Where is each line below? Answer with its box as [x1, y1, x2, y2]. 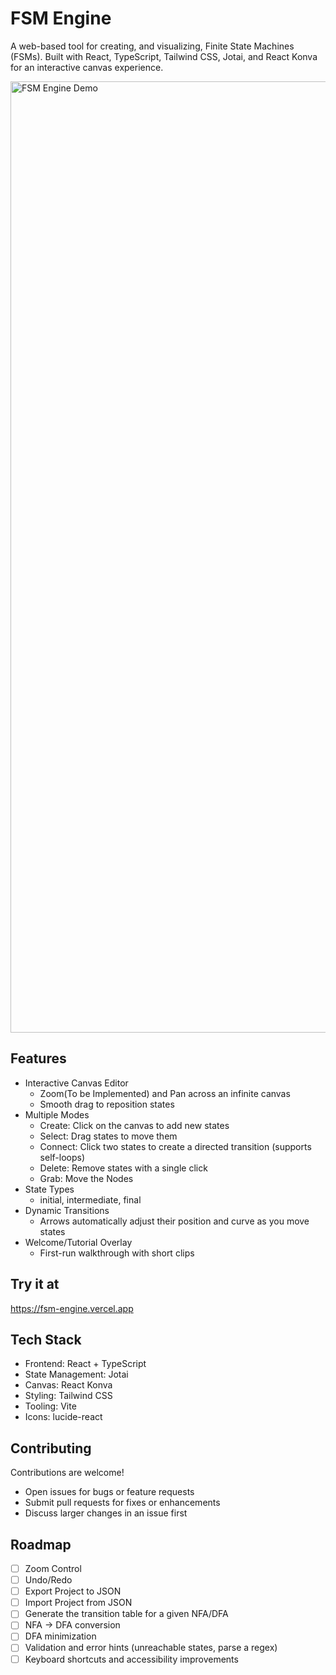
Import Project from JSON [24, 1597, 133, 1609]
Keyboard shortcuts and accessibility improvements [24, 1653, 239, 1665]
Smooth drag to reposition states [39, 1098, 175, 1110]
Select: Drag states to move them [39, 1130, 178, 1142]
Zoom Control [24, 1563, 82, 1574]
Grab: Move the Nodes [39, 1172, 134, 1184]
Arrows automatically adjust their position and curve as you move [39, 1215, 310, 1227]
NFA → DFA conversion [24, 1619, 121, 1631]
